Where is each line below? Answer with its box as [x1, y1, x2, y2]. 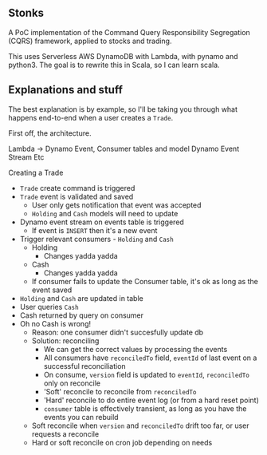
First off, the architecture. [8, 128, 92, 138]
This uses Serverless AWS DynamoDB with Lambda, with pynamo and [8, 51, 238, 61]
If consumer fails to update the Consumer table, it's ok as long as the [31, 276, 259, 286]
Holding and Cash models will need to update [31, 208, 179, 218]
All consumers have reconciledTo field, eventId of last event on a [43, 353, 257, 362]
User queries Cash [19, 302, 79, 311]
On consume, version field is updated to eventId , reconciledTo [43, 370, 249, 379]
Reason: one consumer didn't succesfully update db [31, 327, 204, 337]
